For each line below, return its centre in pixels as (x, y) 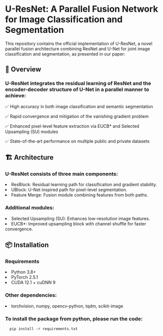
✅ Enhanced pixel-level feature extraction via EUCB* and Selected (72, 126)
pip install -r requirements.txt (44, 329)
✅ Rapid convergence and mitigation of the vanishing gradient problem (77, 116)
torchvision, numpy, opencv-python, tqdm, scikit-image (68, 306)
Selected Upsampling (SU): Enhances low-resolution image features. (81, 218)
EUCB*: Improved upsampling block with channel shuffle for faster (79, 224)
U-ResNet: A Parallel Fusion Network (82, 9)
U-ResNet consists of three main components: (62, 174)
